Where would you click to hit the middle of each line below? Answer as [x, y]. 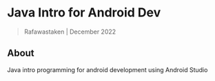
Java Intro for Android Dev [84, 13]
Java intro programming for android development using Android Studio [107, 69]
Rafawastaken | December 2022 [70, 32]
